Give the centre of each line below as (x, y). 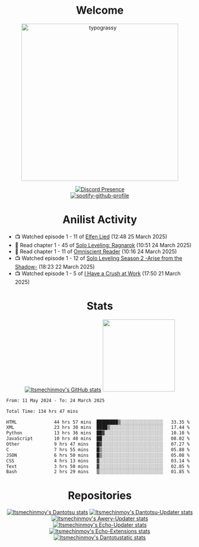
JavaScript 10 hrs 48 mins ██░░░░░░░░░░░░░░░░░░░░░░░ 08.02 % (98, 439)
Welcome (100, 10)
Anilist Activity (100, 220)
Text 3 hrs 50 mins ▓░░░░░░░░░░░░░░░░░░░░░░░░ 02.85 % (98, 466)
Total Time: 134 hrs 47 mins (42, 411)
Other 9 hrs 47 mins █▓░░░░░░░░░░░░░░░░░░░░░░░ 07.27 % (98, 445)
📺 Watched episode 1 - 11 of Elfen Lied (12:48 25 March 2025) (91, 237)
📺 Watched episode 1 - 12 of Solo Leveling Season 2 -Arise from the (98, 258)
